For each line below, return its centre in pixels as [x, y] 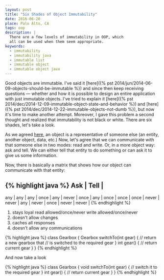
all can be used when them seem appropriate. [57, 42]
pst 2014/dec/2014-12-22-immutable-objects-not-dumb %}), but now [84, 109]
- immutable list [27, 60]
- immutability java [30, 55]
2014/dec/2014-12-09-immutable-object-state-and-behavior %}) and [75, 104]
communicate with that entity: [35, 170]
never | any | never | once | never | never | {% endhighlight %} [68, 203]
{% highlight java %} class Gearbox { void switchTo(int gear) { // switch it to [81, 267]
